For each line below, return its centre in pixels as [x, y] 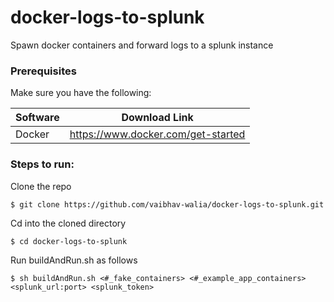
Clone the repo [41, 186]
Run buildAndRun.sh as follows [74, 260]
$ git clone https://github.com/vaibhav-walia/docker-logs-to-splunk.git [167, 204]
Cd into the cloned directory [68, 223]
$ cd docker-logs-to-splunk [69, 241]
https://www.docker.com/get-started [157, 134]
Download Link [157, 118]
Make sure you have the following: [81, 93]
